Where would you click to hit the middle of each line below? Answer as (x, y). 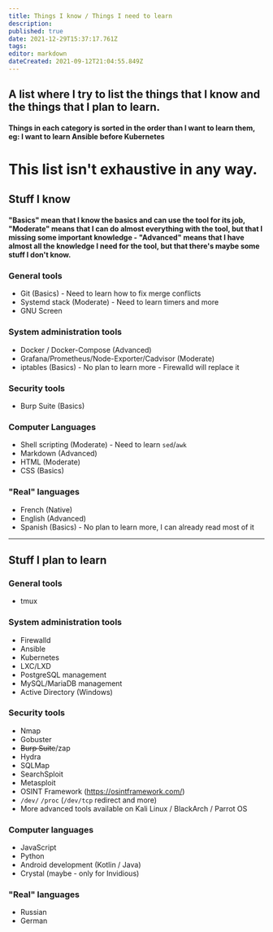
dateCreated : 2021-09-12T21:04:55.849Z (76, 62)
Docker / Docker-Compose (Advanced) (86, 349)
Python (32, 856)
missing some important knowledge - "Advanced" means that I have (126, 238)
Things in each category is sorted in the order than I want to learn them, (132, 128)
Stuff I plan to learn (58, 560)
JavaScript (38, 847)
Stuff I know (39, 199)
